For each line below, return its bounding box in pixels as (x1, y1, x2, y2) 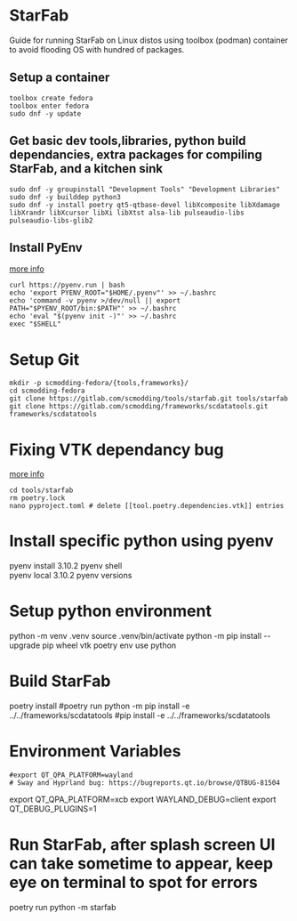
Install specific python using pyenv (9, 531, 274, 552)
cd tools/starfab (9, 486, 74, 495)
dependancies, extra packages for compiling (9, 148, 262, 163)
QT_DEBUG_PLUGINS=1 (9, 804, 97, 814)
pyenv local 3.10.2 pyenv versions (9, 570, 132, 581)
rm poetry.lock (9, 494, 66, 503)
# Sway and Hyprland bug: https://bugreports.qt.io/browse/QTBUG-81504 (9, 779, 280, 788)
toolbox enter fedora (9, 101, 90, 110)
